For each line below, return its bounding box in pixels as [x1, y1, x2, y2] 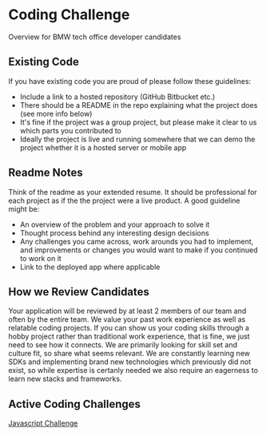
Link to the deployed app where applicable [19, 262, 161, 272]
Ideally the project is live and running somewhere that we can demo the [19, 134, 256, 144]
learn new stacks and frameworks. [8, 374, 122, 384]
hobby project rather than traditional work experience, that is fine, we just [8, 331, 250, 341]
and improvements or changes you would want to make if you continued [19, 245, 258, 255]
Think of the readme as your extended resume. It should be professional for [8, 187, 257, 196]
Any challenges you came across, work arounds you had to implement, [19, 236, 254, 246]
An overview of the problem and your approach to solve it [19, 220, 210, 229]
